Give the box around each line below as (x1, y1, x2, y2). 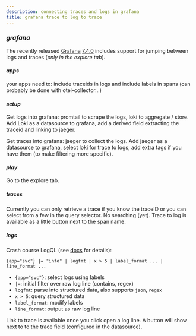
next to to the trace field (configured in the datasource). (6, 323, 143, 330)
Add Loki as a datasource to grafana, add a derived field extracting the (6, 120, 179, 127)
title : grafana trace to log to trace (6, 14, 102, 20)
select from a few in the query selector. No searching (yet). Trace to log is (6, 212, 187, 219)
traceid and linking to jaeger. (6, 126, 76, 134)
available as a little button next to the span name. (6, 218, 126, 226)
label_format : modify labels (14, 299, 83, 306)
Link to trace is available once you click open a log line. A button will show (6, 317, 188, 324)
